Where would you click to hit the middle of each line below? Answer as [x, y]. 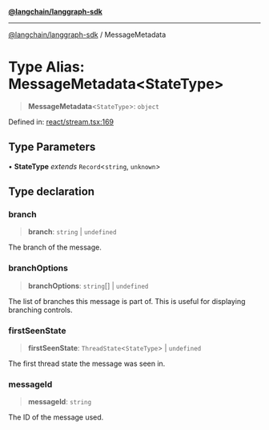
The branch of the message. [55, 247]
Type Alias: [47, 67]
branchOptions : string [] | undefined [88, 286]
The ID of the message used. [56, 417]
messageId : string [60, 402]
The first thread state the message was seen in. [87, 363]
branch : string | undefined [72, 232]
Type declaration [51, 192]
